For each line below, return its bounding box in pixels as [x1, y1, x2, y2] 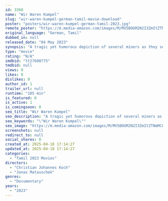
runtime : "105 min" [5, 91, 46, 96]
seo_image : [5, 123, 28, 128]
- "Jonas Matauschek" [9, 170, 55, 175]
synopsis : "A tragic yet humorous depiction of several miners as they [5, 44, 157, 49]
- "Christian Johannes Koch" [9, 165, 70, 170]
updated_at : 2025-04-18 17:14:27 [5, 147, 75, 152]
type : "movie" [5, 49, 35, 54]
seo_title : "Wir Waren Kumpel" [5, 109, 70, 115]
